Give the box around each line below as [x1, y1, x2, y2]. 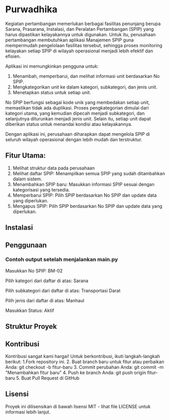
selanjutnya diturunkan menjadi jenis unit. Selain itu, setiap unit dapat [5, 115, 151, 121]
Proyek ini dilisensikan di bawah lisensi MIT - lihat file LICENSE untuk [5, 403, 151, 409]
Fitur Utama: [5, 151, 46, 160]
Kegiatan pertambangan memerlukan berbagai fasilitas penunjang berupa [5, 20, 161, 27]
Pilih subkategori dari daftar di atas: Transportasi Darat [5, 287, 121, 293]
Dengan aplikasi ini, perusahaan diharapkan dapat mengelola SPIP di [5, 131, 150, 137]
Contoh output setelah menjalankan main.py [5, 256, 118, 263]
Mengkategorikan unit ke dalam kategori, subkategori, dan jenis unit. [12, 83, 158, 90]
